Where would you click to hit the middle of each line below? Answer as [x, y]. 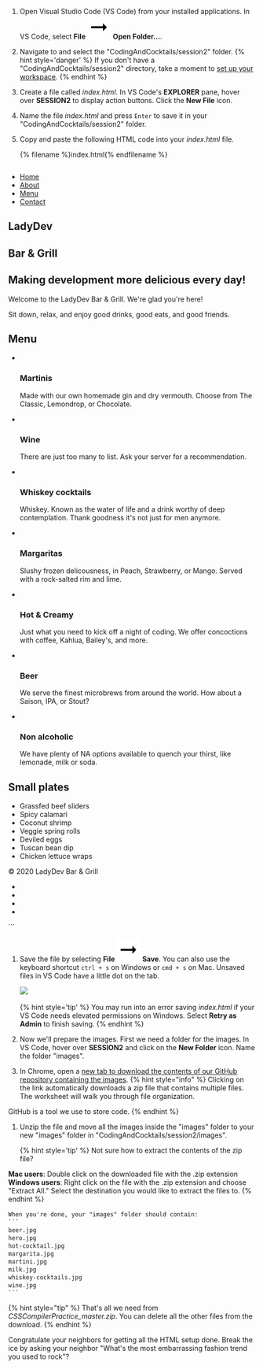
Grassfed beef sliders [55, 806]
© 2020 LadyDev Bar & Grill [53, 871]
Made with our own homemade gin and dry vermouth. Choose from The [136, 395]
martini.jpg [27, 1262]
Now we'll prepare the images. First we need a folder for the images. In [134, 1039]
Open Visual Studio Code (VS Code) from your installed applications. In [134, 11]
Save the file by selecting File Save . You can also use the [124, 959]
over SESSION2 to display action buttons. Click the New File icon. [126, 100]
